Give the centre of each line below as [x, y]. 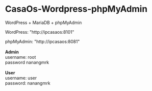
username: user [21, 78]
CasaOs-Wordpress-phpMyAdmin [76, 9]
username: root [21, 57]
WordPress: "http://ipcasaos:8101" [40, 32]
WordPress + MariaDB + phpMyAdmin [43, 23]
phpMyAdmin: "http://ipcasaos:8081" [42, 41]
